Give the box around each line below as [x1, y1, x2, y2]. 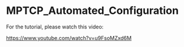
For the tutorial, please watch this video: [6, 23, 104, 30]
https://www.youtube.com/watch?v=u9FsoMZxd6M [6, 34, 132, 41]
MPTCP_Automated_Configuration [6, 4, 179, 17]
